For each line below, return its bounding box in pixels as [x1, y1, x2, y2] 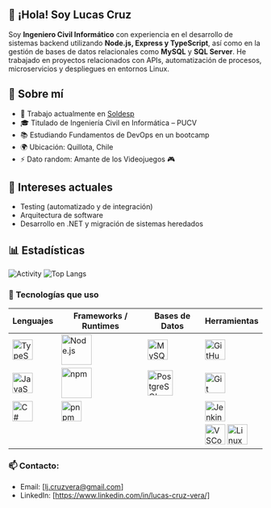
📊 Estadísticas [8, 243, 85, 257]
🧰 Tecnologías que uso [8, 289, 99, 300]
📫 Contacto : [8, 460, 60, 472]
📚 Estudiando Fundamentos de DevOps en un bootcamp [19, 130, 210, 140]
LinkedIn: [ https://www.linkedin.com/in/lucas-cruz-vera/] [19, 490, 211, 500]
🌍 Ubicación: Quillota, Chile [19, 142, 114, 152]
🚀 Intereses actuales [8, 181, 113, 195]
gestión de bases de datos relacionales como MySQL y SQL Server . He [8, 46, 247, 57]
